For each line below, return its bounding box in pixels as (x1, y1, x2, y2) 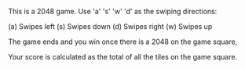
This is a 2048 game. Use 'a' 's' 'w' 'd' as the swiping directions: (8, 7, 218, 16)
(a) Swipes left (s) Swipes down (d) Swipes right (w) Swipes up (8, 22, 213, 31)
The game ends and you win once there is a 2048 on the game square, (8, 37, 238, 46)
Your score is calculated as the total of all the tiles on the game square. (8, 53, 238, 61)
